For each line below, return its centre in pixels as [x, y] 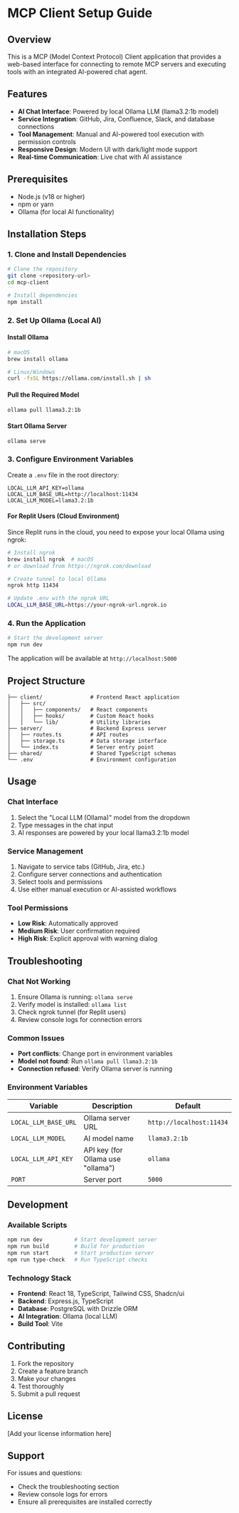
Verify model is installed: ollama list [72, 1004]
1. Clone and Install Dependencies [67, 254]
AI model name [108, 1138]
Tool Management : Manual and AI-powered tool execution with [111, 134]
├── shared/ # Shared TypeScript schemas [92, 753]
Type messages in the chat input [65, 825]
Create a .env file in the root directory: [63, 475]
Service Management [46, 851]
